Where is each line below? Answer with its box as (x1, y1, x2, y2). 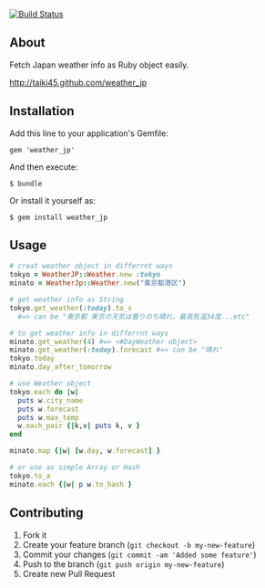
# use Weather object (9, 379, 92, 388)
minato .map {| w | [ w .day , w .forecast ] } (9, 446, 161, 456)
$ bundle (9, 179, 43, 188)
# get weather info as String (9, 295, 125, 305)
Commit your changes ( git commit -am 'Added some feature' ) (22, 549, 257, 560)
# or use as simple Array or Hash (9, 463, 141, 472)
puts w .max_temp (17, 413, 79, 422)
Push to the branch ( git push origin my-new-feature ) (22, 558, 225, 570)
